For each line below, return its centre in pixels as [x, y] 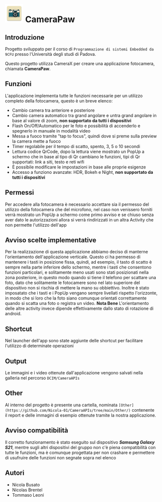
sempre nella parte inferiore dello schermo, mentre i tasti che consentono [78, 267]
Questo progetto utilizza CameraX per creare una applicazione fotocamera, [80, 64]
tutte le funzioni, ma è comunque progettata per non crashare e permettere [80, 452]
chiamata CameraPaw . [28, 69]
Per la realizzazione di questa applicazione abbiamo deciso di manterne [77, 252]
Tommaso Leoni [28, 495]
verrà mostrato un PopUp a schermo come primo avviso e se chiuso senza [79, 215]
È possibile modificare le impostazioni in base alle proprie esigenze [79, 167]
